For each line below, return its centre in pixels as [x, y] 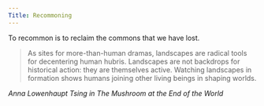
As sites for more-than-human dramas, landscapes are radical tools [137, 53]
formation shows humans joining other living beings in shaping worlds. [142, 78]
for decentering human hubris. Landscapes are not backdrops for [134, 61]
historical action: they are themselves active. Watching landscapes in [139, 69]
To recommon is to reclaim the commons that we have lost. [104, 38]
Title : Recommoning [40, 15]
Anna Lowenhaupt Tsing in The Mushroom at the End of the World [116, 93]
